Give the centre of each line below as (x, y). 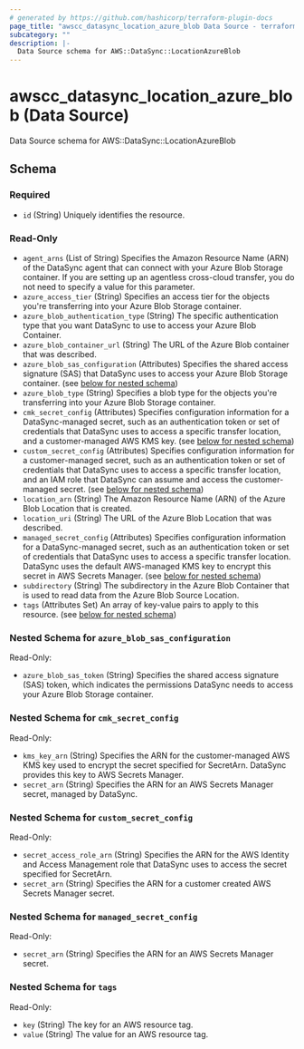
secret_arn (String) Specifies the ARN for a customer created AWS (147, 883)
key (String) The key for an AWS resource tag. (108, 1025)
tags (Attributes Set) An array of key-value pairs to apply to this (141, 605)
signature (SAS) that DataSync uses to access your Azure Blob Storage (155, 374)
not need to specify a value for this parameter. (109, 287)
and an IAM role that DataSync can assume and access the (133, 480)
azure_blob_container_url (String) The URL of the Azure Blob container (156, 345)
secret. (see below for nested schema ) (132, 490)
